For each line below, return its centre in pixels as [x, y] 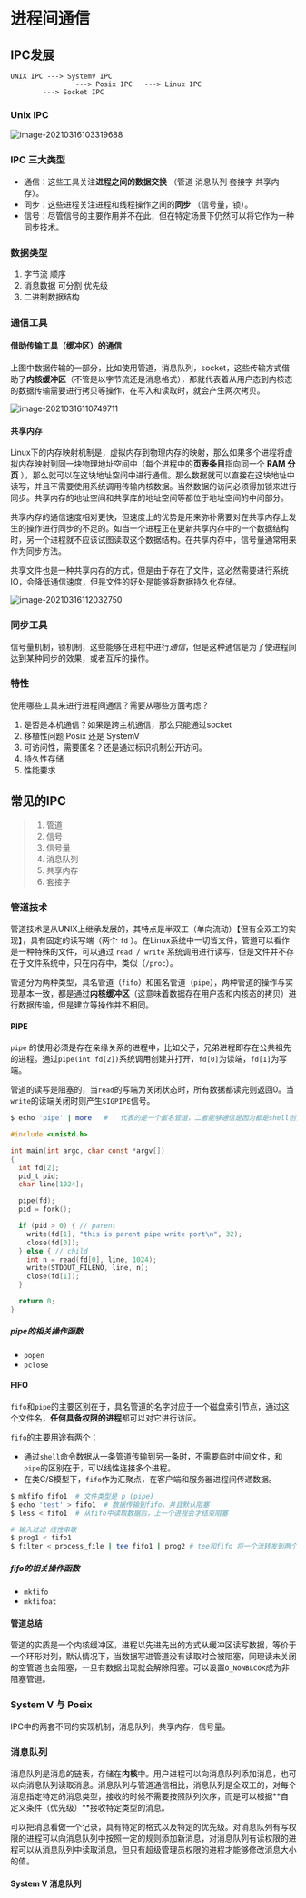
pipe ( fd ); [37, 1201]
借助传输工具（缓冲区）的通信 [66, 346]
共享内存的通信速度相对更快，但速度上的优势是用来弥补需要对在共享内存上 [149, 517]
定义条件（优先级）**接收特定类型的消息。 [90, 1807]
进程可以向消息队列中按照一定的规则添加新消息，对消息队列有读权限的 [157, 1838]
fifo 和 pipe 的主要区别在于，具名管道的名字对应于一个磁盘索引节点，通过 [146, 1406]
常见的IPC [39, 801]
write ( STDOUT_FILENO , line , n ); [88, 1268]
